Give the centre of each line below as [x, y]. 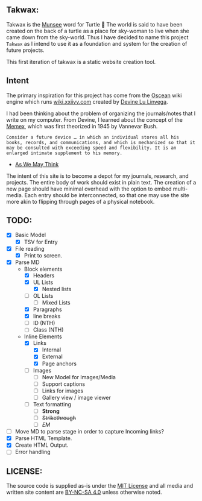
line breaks [47, 317]
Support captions [64, 384]
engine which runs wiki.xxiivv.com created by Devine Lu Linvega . [87, 101]
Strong [51, 411]
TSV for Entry [41, 242]
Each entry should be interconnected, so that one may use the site [107, 195]
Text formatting [52, 404]
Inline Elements [43, 336]
